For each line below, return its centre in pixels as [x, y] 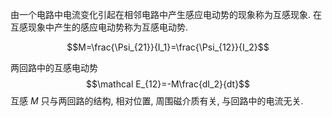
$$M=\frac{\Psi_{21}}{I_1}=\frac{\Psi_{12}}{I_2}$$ [168, 47]
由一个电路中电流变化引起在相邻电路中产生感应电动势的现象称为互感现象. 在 [166, 14]
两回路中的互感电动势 [54, 67]
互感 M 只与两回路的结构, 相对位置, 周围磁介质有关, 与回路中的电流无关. [157, 101]
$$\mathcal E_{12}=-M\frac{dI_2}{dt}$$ [168, 84]
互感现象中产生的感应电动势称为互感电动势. [99, 27]
